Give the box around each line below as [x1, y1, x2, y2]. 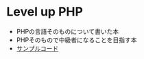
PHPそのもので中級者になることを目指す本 [16, 35, 138, 44]
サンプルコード [16, 44, 59, 52]
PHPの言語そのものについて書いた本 [16, 27, 119, 35]
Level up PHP [6, 4, 84, 20]
